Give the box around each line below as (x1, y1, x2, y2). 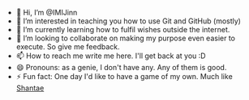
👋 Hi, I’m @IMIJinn (15, 8, 78, 17)
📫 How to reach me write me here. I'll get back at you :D (15, 51, 206, 60)
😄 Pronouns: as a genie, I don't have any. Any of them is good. (15, 63, 227, 72)
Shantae (15, 83, 45, 93)
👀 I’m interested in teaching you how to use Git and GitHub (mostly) (15, 16, 242, 26)
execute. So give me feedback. (15, 42, 120, 52)
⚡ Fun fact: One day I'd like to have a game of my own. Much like (15, 72, 233, 81)
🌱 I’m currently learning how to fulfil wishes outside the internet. (15, 25, 230, 34)
